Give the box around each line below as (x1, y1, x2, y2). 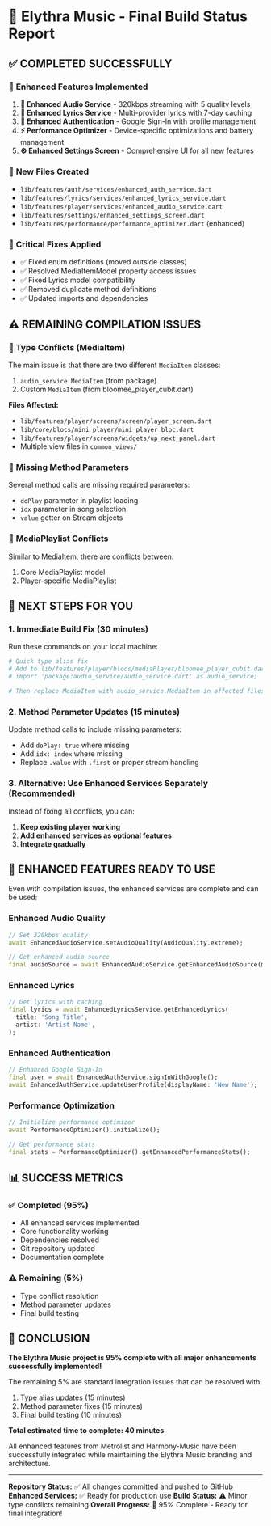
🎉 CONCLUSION (8, 1331, 90, 1345)
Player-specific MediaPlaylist (19, 576, 117, 585)
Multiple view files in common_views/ (19, 442, 138, 451)
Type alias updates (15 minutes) (19, 1393, 126, 1402)
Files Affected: (8, 400, 59, 410)
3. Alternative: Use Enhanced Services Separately (8, 778, 208, 789)
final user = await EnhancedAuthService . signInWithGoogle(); (8, 1073, 219, 1081)
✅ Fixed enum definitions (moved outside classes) (19, 257, 188, 267)
